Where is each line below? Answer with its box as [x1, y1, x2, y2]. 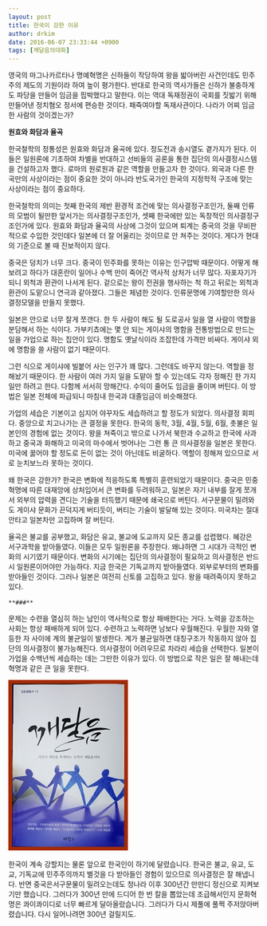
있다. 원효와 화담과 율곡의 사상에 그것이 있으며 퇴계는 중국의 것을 [35, 221, 236, 231]
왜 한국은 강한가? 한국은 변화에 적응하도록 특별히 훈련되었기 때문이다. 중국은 [8, 475, 244, 485]
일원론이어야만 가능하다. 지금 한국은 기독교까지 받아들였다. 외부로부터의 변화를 [16, 562, 260, 572]
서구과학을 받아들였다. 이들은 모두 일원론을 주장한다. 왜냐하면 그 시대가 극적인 [8, 542, 249, 552]
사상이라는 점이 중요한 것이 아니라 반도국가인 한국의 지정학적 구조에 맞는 [29, 174, 253, 183]
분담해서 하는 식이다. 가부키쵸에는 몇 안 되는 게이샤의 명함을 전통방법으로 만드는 [8, 325, 255, 334]
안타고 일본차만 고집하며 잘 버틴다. [8, 515, 115, 525]
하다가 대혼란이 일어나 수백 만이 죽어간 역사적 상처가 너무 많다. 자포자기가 [29, 268, 257, 278]
